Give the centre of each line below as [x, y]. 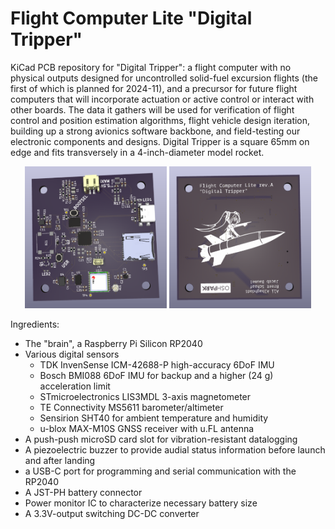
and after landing [60, 460]
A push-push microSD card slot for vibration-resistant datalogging [161, 439]
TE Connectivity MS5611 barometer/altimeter [131, 407]
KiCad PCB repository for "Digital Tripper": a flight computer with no [151, 67]
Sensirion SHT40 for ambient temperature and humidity [154, 418]
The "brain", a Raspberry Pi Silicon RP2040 [113, 343]
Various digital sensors [72, 354]
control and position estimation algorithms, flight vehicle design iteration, [160, 120]
